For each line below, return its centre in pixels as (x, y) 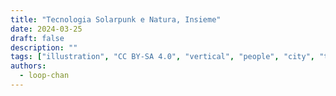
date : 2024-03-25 (46, 29)
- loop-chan (44, 76)
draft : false (37, 38)
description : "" (44, 47)
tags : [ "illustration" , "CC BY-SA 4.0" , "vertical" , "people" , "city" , (162, 57)
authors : (28, 66)
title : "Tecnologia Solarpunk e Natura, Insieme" (116, 19)
